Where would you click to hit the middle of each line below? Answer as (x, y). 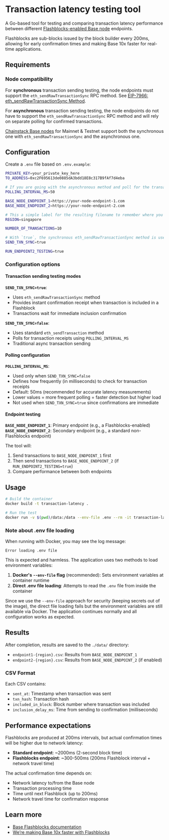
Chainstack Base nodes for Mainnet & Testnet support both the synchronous (84, 131)
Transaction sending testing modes (43, 276)
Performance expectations (48, 726)
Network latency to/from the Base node (53, 783)
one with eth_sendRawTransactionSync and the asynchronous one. (73, 136)
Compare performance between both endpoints (62, 472)
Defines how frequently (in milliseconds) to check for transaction (80, 381)
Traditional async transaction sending (51, 344)
